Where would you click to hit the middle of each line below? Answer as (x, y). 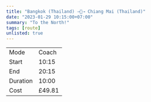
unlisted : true (25, 33)
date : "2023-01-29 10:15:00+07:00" (50, 17)
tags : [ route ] (24, 28)
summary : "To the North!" (38, 22)
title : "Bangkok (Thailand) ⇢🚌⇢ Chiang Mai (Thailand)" (76, 11)
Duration (21, 81)
